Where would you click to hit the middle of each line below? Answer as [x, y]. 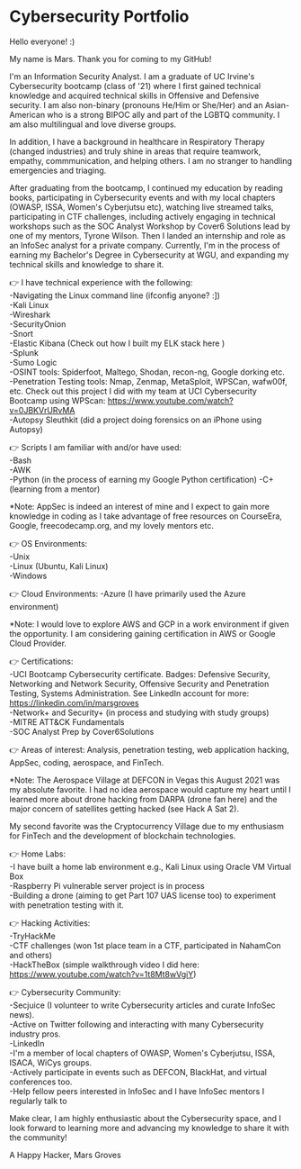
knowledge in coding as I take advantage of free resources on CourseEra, [146, 516]
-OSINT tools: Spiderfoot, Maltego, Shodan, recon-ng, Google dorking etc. [147, 372]
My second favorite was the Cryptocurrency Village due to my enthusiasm [147, 826]
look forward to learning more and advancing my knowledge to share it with [149, 1128]
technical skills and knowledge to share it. [87, 264]
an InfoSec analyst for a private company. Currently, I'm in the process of [145, 245]
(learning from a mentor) [55, 489]
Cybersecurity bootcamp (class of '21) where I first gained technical [135, 86]
